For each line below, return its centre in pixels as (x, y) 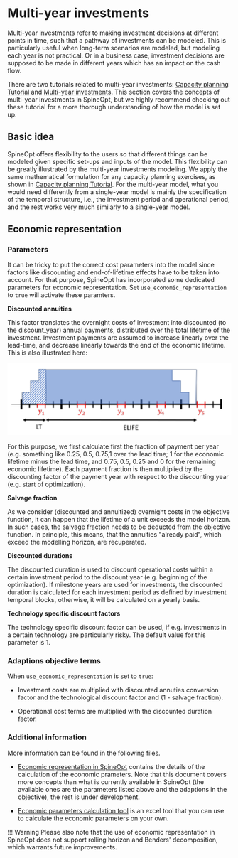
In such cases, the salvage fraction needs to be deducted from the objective (119, 527)
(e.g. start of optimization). (47, 484)
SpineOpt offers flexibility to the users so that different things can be (108, 154)
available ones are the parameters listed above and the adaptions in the (122, 789)
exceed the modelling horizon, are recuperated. (77, 542)
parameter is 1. (29, 643)
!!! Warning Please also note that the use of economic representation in (111, 832)
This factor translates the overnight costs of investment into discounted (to (117, 323)
